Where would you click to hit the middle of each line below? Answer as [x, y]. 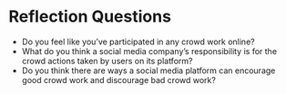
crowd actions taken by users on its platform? [107, 61]
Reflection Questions [90, 17]
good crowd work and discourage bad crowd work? [118, 80]
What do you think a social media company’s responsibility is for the [149, 51]
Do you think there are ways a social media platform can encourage [148, 70]
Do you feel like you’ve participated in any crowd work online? [138, 42]
